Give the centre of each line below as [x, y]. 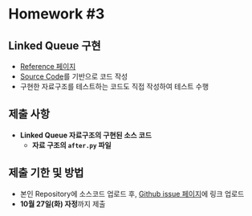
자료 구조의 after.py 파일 [71, 145]
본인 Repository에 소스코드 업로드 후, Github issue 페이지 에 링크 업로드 [132, 194]
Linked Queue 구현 [55, 45]
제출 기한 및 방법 [46, 173]
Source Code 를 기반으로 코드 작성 [74, 76]
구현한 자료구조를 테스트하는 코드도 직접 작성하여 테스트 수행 [114, 86]
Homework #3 [57, 14]
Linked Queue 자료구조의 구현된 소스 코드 [86, 135]
